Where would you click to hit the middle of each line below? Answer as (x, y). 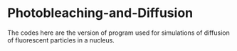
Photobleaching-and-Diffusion (100, 13)
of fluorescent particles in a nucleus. (61, 40)
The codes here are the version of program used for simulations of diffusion (118, 33)
